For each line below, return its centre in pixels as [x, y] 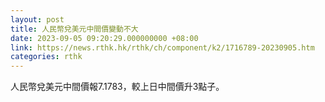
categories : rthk [46, 57]
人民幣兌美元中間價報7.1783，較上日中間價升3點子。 [117, 87]
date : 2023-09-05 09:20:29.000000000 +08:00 [104, 38]
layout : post [37, 19]
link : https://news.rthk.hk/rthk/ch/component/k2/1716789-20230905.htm [162, 47]
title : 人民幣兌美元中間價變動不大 [74, 29]
